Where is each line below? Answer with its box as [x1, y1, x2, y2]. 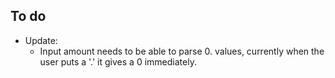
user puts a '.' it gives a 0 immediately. [39, 55, 197, 68]
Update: [24, 34, 58, 46]
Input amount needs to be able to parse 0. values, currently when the [39, 45, 325, 57]
